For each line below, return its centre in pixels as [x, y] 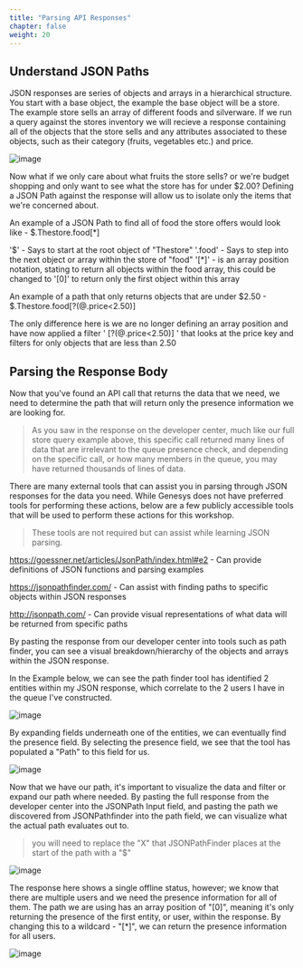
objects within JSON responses [68, 596]
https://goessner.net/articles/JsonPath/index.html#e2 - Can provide [136, 560]
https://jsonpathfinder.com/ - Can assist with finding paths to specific [139, 587]
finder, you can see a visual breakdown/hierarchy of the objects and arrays [149, 651]
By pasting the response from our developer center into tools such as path [148, 641]
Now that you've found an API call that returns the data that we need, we [145, 393]
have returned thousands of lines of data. [109, 469]
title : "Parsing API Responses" [70, 18]
